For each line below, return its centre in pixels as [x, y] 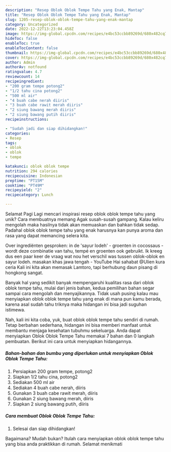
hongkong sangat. [24, 273]
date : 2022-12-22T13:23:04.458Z [39, 29]
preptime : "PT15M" [25, 180]
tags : [11, 143]
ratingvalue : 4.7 [24, 72]
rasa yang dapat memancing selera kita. [47, 235]
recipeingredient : [25, 81]
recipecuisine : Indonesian [34, 176]
